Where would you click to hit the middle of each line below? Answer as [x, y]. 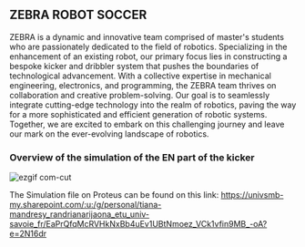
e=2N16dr [28, 234]
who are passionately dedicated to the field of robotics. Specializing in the [148, 46]
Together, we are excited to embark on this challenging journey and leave [147, 124]
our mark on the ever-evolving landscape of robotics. [109, 134]
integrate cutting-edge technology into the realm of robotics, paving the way [153, 105]
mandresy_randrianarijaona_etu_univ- [80, 214]
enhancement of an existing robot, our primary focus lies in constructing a [148, 56]
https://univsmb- [252, 195]
